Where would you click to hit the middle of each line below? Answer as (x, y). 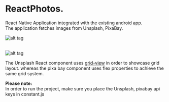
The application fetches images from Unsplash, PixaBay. (64, 28)
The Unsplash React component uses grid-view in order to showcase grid (82, 63)
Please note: (19, 83)
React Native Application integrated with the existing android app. (74, 23)
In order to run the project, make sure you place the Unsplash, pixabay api (83, 88)
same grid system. (25, 73)
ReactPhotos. (34, 9)
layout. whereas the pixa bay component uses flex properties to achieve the (84, 68)
